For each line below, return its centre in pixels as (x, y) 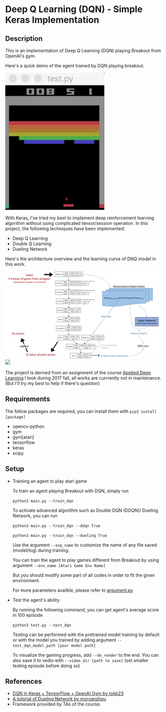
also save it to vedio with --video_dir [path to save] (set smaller (80, 660)
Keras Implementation (52, 20)
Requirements (28, 399)
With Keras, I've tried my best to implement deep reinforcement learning (80, 218)
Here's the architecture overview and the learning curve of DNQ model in (81, 259)
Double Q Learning (32, 244)
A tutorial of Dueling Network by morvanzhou (59, 699)
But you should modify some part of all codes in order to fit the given (84, 575)
